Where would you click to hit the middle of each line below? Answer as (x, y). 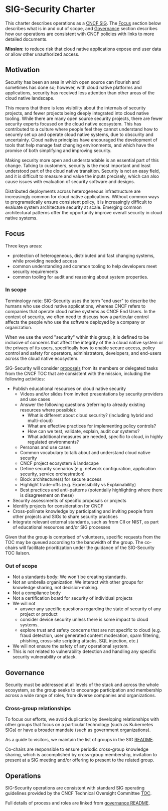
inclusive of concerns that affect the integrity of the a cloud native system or (84, 342)
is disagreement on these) (47, 495)
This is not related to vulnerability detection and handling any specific (84, 651)
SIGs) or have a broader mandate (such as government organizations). (78, 730)
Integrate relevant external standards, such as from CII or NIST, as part (86, 522)
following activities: (25, 379)
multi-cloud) (40, 421)
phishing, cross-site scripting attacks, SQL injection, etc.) (79, 641)
